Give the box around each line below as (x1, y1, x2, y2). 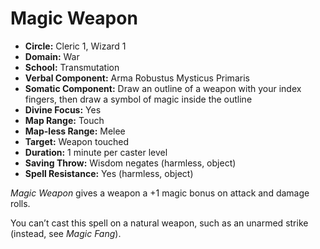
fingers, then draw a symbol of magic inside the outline (24, 93, 253, 105)
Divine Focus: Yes (24, 103, 102, 116)
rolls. (10, 197, 31, 209)
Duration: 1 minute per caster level (24, 146, 168, 158)
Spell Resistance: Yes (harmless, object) (24, 167, 194, 179)
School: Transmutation (24, 61, 120, 73)
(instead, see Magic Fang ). (10, 227, 122, 239)
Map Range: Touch (24, 114, 105, 126)
